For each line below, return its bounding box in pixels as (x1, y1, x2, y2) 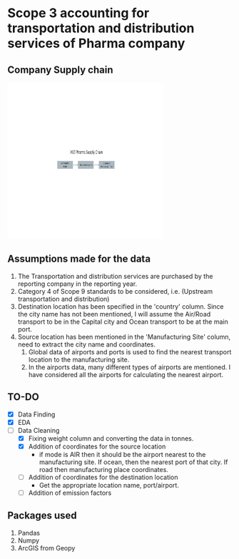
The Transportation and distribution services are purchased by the (17, 272, 213, 280)
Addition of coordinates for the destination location (28, 473, 178, 481)
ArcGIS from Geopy (17, 543, 76, 552)
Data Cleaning (17, 426, 60, 434)
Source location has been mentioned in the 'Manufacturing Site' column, (17, 332, 231, 341)
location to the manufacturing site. (28, 355, 130, 364)
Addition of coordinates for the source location (28, 442, 166, 451)
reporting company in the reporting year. (17, 279, 138, 288)
